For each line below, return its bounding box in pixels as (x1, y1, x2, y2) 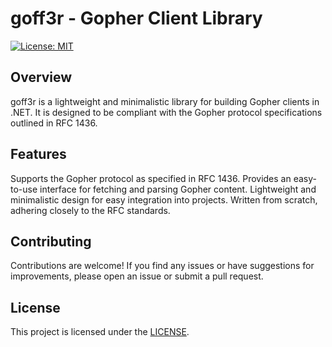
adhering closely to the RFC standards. (10, 204, 171, 216)
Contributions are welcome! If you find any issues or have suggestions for (10, 260, 315, 272)
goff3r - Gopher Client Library (10, 7, 263, 30)
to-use (10, 183, 38, 195)
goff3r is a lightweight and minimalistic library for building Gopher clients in (10, 95, 320, 107)
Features (10, 146, 67, 163)
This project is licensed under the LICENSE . (10, 326, 190, 338)
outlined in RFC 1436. (10, 117, 98, 129)
